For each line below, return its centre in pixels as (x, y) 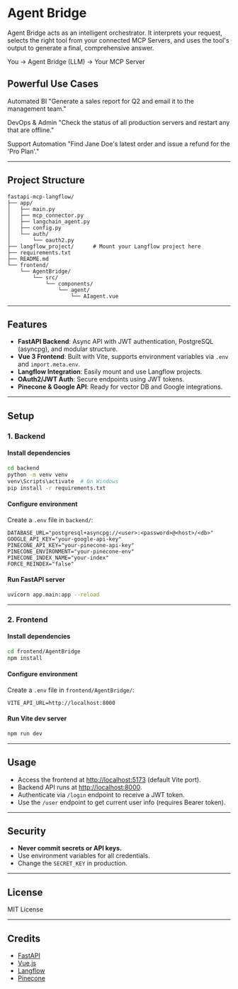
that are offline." (31, 130)
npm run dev (25, 733)
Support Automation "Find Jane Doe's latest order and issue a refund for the (119, 144)
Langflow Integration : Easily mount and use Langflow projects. (110, 372)
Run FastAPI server (36, 580)
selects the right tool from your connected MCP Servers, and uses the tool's (118, 40)
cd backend (23, 468)
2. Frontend (28, 620)
